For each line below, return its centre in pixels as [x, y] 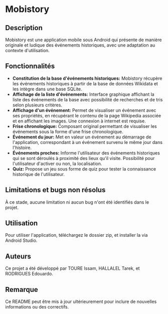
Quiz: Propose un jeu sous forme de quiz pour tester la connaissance [84, 169]
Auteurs [18, 256]
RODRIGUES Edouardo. [29, 274]
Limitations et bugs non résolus [55, 190]
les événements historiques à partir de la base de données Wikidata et [85, 83]
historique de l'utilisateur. [39, 174]
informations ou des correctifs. [37, 307]
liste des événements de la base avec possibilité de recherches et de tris [88, 99]
